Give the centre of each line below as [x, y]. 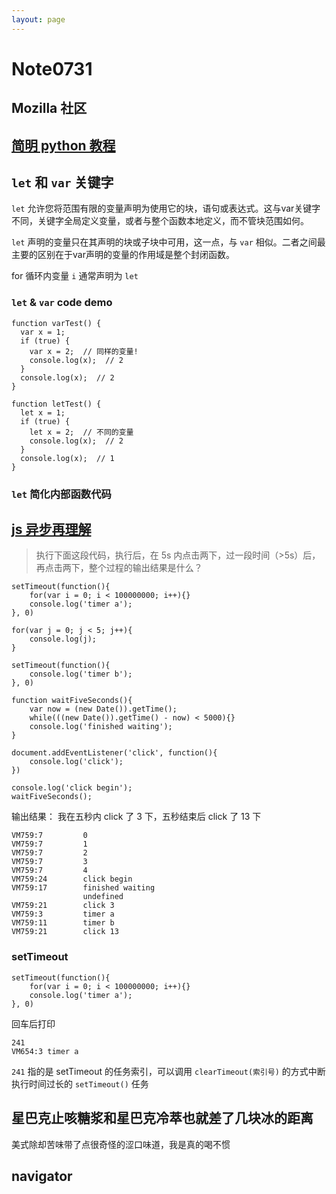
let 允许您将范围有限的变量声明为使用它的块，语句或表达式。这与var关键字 [166, 208]
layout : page [38, 19]
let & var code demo [62, 303]
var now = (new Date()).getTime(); [103, 709]
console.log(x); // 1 [67, 458]
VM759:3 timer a [63, 914]
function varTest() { [56, 323]
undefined [103, 897]
